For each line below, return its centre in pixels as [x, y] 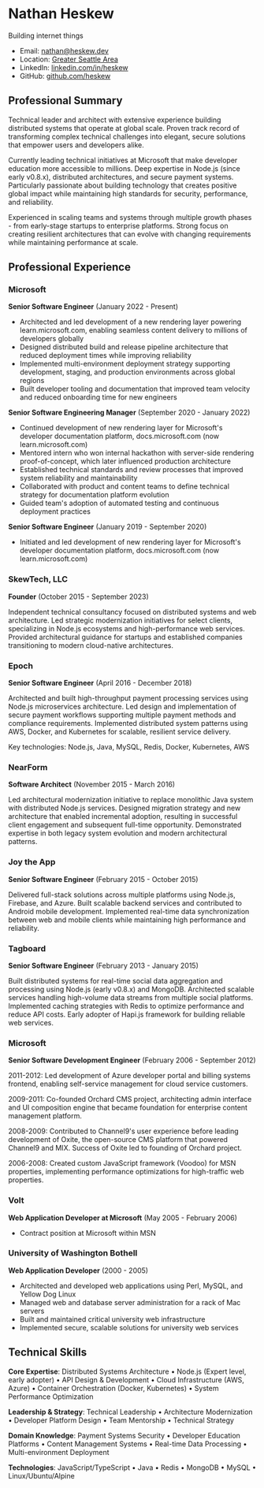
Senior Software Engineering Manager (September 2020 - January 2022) [129, 413]
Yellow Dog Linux [48, 1294]
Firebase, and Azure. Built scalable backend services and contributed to [125, 902]
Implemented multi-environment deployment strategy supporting [125, 364]
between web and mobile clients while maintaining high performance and [127, 920]
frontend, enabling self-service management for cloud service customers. [128, 1084]
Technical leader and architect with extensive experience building [115, 120]
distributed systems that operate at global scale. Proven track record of [124, 128]
